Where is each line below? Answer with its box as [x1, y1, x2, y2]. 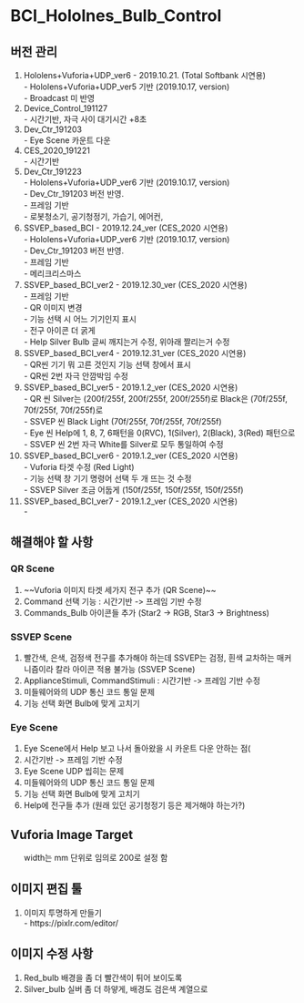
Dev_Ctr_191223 [23, 166, 83, 177]
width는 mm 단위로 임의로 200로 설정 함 [23, 853, 168, 864]
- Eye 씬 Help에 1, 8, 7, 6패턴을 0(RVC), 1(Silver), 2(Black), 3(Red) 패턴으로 [23, 427, 296, 438]
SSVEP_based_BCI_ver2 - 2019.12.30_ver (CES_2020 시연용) [23, 280, 248, 290]
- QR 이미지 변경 [23, 302, 83, 312]
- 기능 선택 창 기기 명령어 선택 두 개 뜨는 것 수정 [23, 473, 192, 484]
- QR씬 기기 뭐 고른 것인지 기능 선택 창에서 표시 [23, 359, 192, 370]
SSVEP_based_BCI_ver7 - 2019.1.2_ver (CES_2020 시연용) [23, 496, 238, 507]
